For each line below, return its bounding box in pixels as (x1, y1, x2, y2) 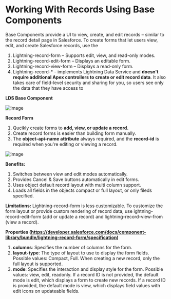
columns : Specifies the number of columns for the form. (12, 244, 132, 250)
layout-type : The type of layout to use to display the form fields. (12, 250, 149, 256)
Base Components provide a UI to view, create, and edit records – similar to (5, 31, 165, 37)
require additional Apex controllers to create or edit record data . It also (12, 74, 166, 80)
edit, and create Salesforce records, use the (5, 42, 99, 48)
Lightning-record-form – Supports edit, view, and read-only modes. (12, 52, 156, 58)
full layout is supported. (12, 261, 63, 267)
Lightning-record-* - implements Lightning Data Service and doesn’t (12, 68, 159, 75)
